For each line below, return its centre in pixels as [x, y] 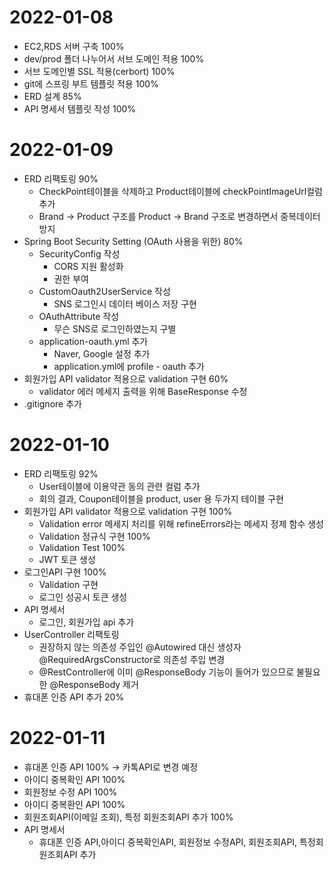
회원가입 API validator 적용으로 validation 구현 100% [128, 511]
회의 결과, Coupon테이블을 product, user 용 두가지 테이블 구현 [161, 498]
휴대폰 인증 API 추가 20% [74, 697]
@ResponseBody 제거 [94, 684]
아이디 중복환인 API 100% [74, 804]
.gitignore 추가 [52, 403]
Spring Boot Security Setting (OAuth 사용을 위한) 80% [133, 241]
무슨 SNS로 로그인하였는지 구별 [115, 328]
